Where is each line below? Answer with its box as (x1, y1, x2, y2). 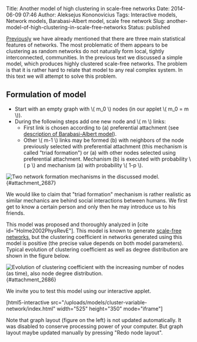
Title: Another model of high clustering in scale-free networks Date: (6, 5, 170, 12)
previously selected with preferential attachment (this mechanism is (23, 142, 188, 150)
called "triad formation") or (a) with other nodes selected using (23, 149, 176, 156)
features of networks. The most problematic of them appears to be (6, 41, 168, 48)
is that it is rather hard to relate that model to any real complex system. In (6, 67, 183, 73)
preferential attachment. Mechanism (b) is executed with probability (23, 155, 188, 162)
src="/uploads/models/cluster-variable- (51, 298, 148, 306)
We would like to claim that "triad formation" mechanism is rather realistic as (6, 191, 191, 198)
